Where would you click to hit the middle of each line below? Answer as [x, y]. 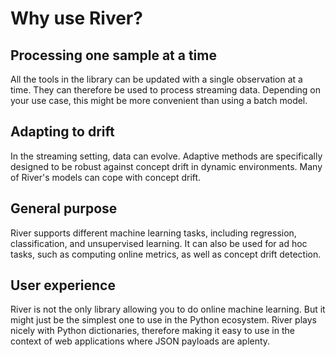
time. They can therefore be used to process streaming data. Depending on [166, 90]
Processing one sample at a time [113, 55]
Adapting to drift [62, 132]
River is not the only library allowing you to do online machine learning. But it [168, 309]
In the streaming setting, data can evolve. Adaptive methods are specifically [166, 156]
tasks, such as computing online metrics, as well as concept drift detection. [166, 254]
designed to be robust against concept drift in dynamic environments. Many [166, 166]
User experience [63, 285]
